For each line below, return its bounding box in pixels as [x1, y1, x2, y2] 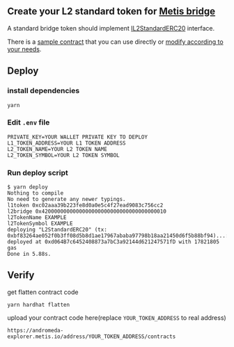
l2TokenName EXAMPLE [7, 214, 68, 221]
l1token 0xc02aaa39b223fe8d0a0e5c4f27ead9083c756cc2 [7, 202, 164, 209]
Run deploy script [7, 168, 68, 177]
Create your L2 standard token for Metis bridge [7, 6, 216, 17]
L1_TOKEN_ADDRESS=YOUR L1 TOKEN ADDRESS [7, 139, 127, 147]
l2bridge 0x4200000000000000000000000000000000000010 [7, 208, 167, 215]
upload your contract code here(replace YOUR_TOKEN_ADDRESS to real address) [7, 313, 226, 322]
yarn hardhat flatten [7, 301, 70, 308]
